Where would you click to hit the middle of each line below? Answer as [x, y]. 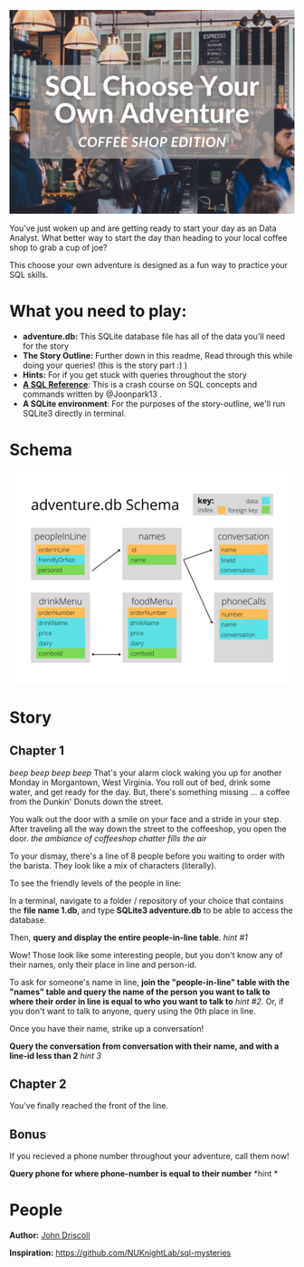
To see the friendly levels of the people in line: [95, 883]
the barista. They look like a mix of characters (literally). [113, 865]
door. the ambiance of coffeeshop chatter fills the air [108, 838]
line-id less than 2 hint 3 [56, 1055]
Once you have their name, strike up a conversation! [107, 1028]
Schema [41, 450]
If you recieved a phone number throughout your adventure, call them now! [149, 1157]
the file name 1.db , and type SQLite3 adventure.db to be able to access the [152, 910]
